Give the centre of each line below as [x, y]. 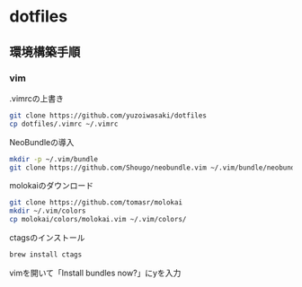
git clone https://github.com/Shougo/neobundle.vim [108, 168]
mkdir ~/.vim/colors [48, 211]
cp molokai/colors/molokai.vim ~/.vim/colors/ [98, 220]
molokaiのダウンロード [52, 186]
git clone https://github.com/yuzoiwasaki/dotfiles [108, 115]
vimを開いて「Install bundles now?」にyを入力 [95, 273]
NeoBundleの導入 [42, 142]
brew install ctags [46, 255]
